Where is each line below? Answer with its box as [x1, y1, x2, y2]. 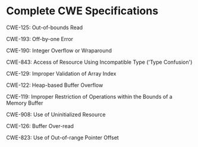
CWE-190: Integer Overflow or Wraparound [6, 46, 112, 54]
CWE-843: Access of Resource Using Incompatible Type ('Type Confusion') [6, 58, 193, 65]
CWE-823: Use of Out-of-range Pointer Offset [6, 134, 119, 141]
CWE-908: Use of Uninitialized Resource [6, 111, 106, 118]
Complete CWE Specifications [6, 4, 159, 18]
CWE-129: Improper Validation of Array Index [6, 70, 117, 77]
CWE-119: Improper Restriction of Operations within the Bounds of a [6, 93, 172, 100]
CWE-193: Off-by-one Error [6, 35, 73, 42]
